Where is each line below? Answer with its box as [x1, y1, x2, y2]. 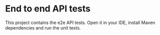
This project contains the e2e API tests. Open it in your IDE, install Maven [5, 19, 155, 25]
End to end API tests [5, 3, 91, 14]
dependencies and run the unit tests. [5, 24, 81, 30]
